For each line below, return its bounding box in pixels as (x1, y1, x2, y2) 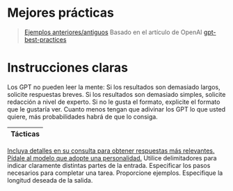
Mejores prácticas (7, 5, 115, 21)
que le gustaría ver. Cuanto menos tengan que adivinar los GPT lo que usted (7, 105, 226, 113)
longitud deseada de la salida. (7, 176, 93, 184)
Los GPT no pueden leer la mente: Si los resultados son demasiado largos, (7, 82, 220, 91)
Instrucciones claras (7, 60, 129, 76)
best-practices (24, 35, 67, 43)
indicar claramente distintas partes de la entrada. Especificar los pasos (7, 161, 211, 169)
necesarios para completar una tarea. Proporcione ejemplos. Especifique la (7, 169, 223, 177)
